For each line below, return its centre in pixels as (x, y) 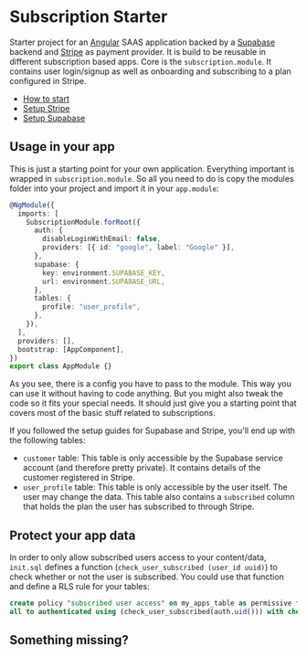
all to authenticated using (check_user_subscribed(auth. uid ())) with (147, 611)
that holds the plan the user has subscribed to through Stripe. (138, 507)
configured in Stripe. (48, 80)
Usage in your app (63, 147)
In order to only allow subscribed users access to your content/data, (138, 557)
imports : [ (38, 213)
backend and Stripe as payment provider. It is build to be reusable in (138, 51)
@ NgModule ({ (32, 205)
